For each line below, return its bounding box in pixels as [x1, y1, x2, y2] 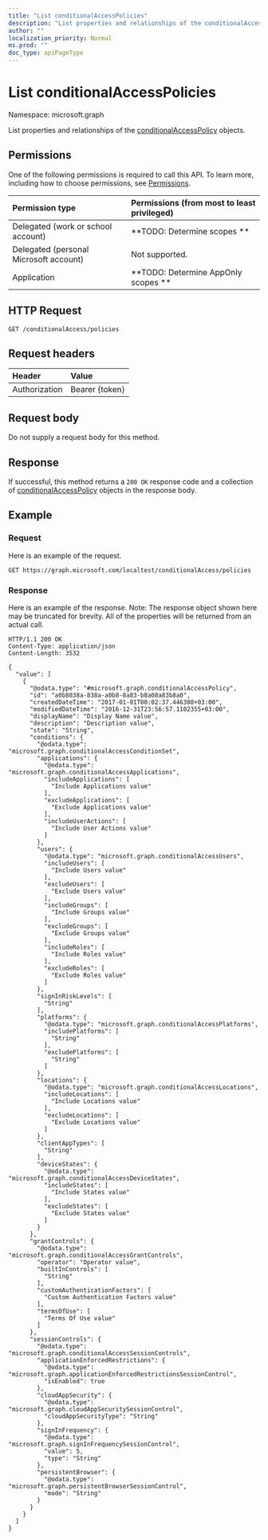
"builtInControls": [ [37, 1265, 109, 1273]
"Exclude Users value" [50, 887, 127, 895]
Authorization [12, 384, 63, 395]
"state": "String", [29, 726, 94, 734]
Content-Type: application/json [8, 642, 116, 650]
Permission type [12, 202, 77, 213]
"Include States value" [50, 1188, 130, 1196]
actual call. [8, 619, 44, 629]
